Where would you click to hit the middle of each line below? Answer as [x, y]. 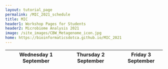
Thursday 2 [91, 54]
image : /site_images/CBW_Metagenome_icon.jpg [53, 33]
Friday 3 [141, 54]
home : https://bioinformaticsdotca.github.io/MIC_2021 [63, 38]
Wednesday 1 [36, 54]
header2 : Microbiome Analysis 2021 [42, 28]
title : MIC [16, 19]
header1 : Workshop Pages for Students [45, 24]
